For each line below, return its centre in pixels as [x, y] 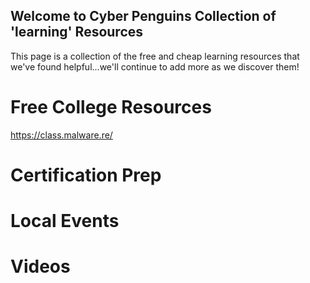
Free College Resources [111, 107]
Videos [40, 266]
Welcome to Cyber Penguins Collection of [143, 16]
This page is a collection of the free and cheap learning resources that [155, 56]
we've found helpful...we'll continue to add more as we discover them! [155, 66]
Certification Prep [86, 175]
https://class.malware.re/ [61, 135]
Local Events [65, 221]
